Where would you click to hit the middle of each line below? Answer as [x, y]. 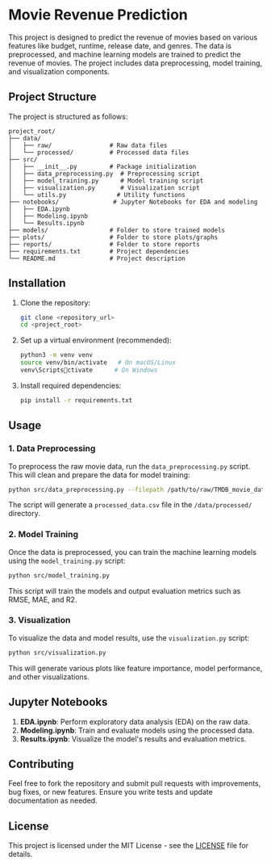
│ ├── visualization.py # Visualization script [104, 187]
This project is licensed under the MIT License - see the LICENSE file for [128, 846]
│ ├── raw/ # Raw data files [88, 145]
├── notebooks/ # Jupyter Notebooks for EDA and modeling [133, 202]
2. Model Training [44, 535]
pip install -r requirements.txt [76, 400]
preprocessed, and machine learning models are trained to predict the [125, 54]
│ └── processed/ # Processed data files [99, 152]
